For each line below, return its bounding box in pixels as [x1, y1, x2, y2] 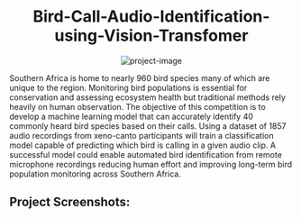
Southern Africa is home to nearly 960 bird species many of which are [9, 72, 270, 83]
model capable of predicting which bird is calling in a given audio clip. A [9, 140, 277, 150]
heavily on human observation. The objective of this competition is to [9, 101, 266, 112]
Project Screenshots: [9, 195, 131, 210]
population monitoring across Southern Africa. [9, 168, 182, 179]
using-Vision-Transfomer [54, 25, 249, 46]
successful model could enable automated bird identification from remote [9, 149, 282, 159]
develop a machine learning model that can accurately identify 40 [9, 111, 254, 122]
